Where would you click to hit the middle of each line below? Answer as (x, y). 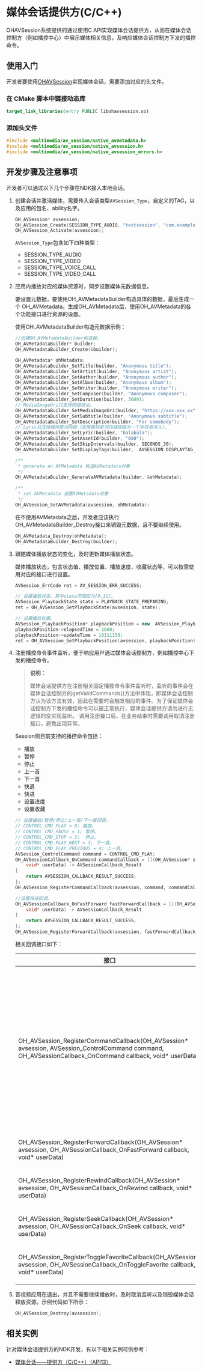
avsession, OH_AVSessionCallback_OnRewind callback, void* (105, 1188)
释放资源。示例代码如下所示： (52, 1302)
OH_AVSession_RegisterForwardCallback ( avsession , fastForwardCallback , (106, 932)
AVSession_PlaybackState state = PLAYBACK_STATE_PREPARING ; (92, 602)
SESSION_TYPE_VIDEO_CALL (60, 274)
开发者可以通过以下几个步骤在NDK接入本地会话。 (67, 187)
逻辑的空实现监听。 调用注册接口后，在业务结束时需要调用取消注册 (112, 716)
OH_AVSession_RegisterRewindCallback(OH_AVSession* (99, 1180)
